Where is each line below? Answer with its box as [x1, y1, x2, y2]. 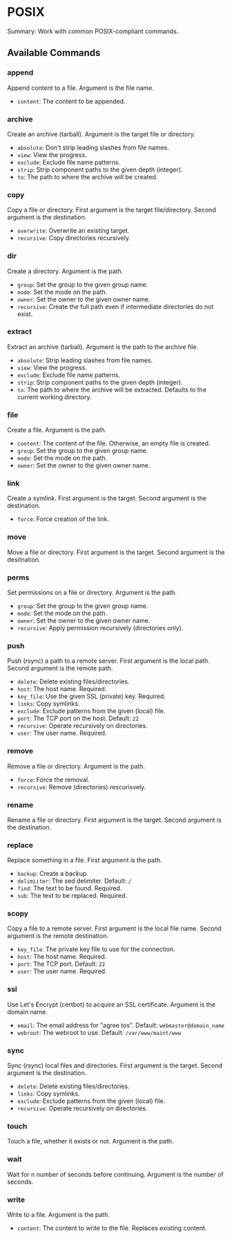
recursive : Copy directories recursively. [17, 234, 131, 242]
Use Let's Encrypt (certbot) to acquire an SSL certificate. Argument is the [7, 1000, 216, 1009]
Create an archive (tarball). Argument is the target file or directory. [7, 129, 195, 138]
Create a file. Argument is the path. [7, 426, 107, 434]
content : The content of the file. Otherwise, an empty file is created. [17, 439, 211, 448]
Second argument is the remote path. [7, 664, 113, 672]
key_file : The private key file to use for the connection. [17, 945, 175, 953]
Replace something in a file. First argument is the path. [7, 856, 162, 865]
